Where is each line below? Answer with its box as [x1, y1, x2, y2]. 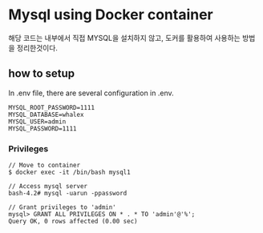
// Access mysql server [8, 183, 88, 191]
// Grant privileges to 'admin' [8, 203, 116, 211]
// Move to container [8, 162, 81, 170]
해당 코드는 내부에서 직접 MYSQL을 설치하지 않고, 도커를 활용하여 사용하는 [8, 33, 241, 42]
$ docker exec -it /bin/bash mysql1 [8, 168, 131, 177]
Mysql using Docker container [8, 6, 214, 24]
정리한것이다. [16, 42, 59, 53]
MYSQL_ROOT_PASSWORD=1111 [8, 103, 95, 111]
